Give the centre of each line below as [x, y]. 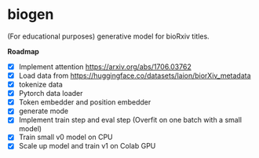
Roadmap [24, 51]
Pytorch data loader [51, 94]
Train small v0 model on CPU [66, 137]
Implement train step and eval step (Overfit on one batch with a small [130, 120]
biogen [31, 15]
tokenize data [41, 85]
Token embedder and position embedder [85, 102]
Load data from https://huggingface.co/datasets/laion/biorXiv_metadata [135, 75]
